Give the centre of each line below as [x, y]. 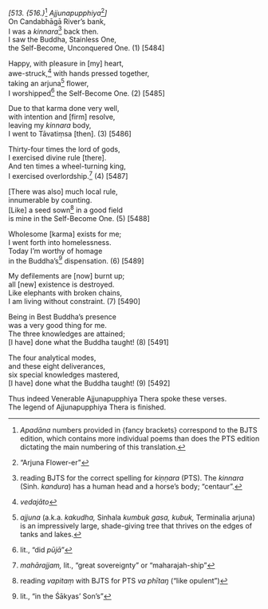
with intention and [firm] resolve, [62, 117]
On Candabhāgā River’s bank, [57, 21]
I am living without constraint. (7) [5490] [75, 302]
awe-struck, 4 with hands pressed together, [79, 73]
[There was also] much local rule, [63, 192]
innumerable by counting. [50, 200]
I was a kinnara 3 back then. [53, 30]
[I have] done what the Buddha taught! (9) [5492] [89, 383]
